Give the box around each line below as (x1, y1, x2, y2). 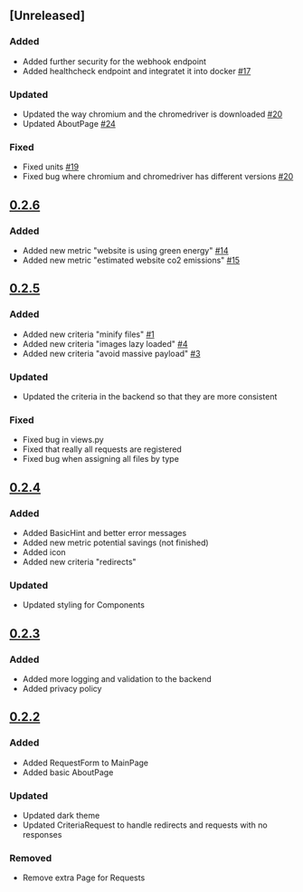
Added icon (22, 546, 66, 557)
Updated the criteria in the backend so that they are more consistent (22, 390, 278, 402)
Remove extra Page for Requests (22, 872, 146, 883)
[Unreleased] (9, 8, 86, 24)
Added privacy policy (22, 683, 102, 694)
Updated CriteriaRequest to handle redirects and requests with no (22, 820, 269, 830)
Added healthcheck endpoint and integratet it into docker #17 (22, 65, 251, 76)
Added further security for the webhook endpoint (22, 55, 206, 67)
